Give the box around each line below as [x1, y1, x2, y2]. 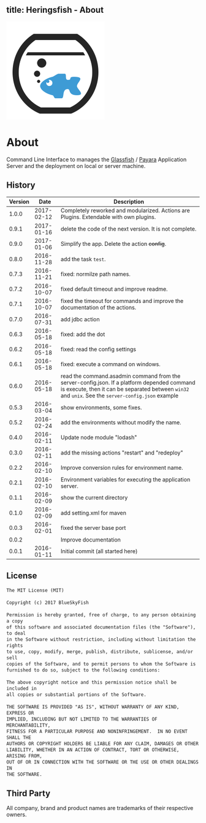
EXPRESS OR [6, 710, 34, 716]
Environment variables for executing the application [60, 475, 191, 483]
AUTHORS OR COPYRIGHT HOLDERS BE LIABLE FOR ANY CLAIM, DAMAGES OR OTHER [6, 741, 199, 747]
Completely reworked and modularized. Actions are [60, 207, 190, 214]
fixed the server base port [60, 524, 126, 531]
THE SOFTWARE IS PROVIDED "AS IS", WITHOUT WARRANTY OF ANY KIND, [6, 704, 180, 710]
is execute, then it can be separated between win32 [60, 386, 189, 393]
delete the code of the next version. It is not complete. [60, 225, 197, 232]
